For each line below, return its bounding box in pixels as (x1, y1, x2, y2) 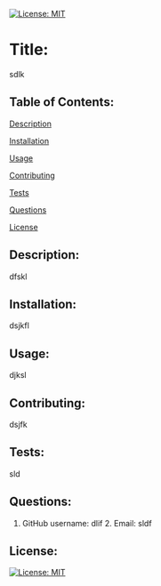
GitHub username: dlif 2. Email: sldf (21, 518, 153, 528)
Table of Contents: (9, 94, 115, 110)
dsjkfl (9, 320, 29, 331)
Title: (9, 40, 49, 60)
